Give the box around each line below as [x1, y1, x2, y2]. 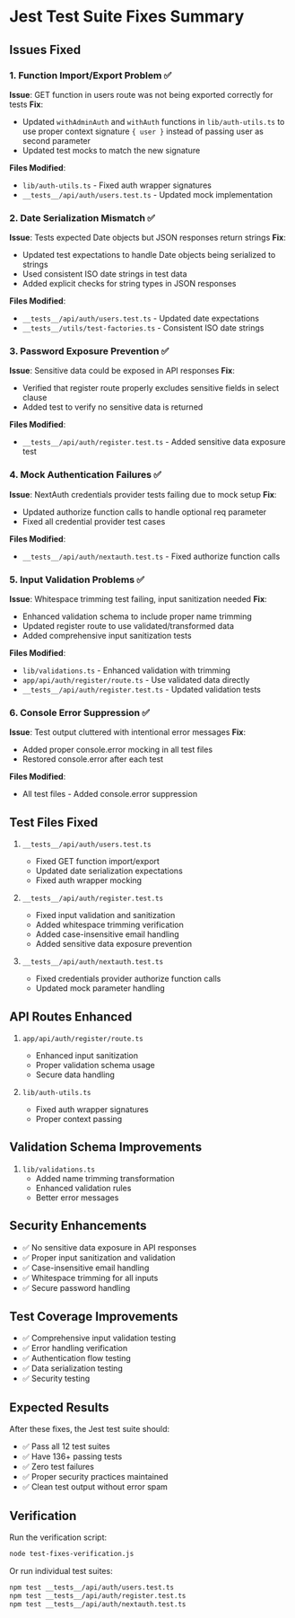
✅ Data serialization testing [22, 1363, 123, 1374]
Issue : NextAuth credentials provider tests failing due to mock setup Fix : [9, 489, 277, 500]
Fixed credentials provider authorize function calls [35, 973, 221, 985]
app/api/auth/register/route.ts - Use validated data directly [22, 675, 250, 685]
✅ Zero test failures [22, 1462, 94, 1472]
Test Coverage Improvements [9, 1309, 178, 1324]
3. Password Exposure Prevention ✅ [9, 345, 169, 358]
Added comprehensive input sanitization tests [22, 631, 192, 641]
